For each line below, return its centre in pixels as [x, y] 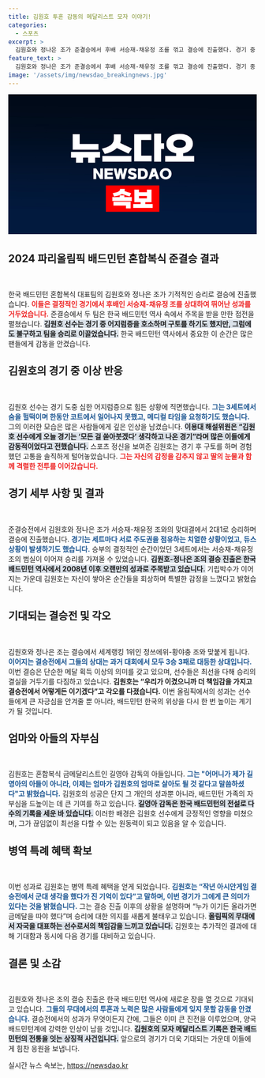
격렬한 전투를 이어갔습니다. [57, 465]
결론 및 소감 [35, 963]
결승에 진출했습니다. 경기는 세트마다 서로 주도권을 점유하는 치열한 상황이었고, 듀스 [132, 539]
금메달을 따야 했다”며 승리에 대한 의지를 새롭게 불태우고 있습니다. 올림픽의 [121, 916]
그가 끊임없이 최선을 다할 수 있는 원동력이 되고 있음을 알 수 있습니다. [122, 824]
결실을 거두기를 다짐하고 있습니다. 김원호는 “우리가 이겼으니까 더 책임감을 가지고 [130, 681]
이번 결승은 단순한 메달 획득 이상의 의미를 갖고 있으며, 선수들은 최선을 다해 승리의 [132, 671]
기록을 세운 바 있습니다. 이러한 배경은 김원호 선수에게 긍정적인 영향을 [127, 813]
